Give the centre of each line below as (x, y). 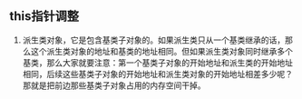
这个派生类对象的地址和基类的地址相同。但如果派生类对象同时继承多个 (161, 51)
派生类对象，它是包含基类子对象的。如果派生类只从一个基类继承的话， (154, 40)
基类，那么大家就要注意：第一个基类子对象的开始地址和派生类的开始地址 (157, 63)
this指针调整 (44, 16)
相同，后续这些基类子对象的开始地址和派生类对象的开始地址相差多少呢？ (157, 74)
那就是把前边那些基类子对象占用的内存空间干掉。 (114, 85)
